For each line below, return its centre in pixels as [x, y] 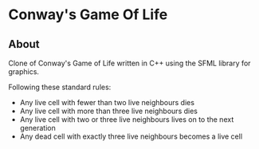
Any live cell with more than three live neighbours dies [108, 111]
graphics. [24, 72]
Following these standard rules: [60, 87]
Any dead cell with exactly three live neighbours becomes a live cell [131, 136]
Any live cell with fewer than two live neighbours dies [107, 102]
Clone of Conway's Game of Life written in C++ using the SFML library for [129, 63]
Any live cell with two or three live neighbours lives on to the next [127, 120]
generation [37, 128]
